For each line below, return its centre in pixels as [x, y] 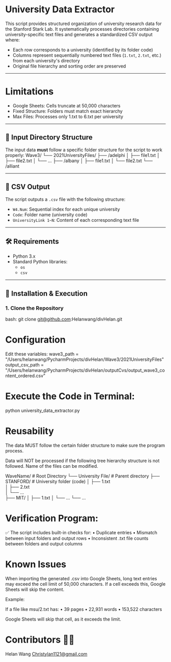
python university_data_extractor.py [42, 410]
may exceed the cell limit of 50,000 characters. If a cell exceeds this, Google [85, 584]
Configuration [36, 340]
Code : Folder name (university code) [50, 214]
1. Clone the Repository [34, 308]
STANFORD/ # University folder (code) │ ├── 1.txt [58, 481]
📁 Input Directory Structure [49, 137]
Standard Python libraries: [40, 262]
